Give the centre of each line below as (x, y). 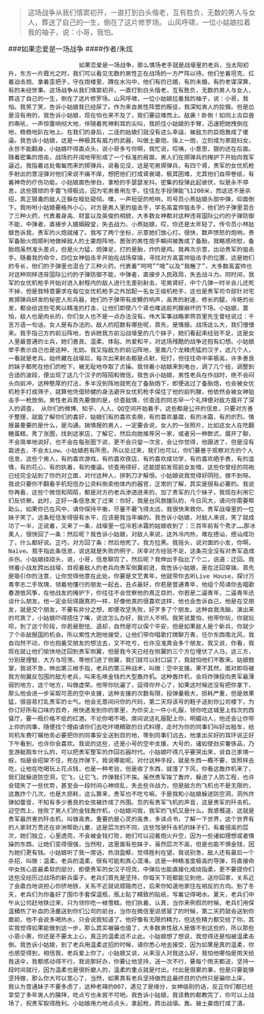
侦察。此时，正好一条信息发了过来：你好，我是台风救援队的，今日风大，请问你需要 (134, 501)
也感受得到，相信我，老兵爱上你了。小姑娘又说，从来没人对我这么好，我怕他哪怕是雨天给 (131, 953)
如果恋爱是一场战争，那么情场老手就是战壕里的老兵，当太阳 (161, 65)
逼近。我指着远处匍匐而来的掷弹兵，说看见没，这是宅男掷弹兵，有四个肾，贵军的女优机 (128, 166)
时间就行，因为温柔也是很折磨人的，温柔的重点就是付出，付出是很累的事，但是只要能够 (134, 970)
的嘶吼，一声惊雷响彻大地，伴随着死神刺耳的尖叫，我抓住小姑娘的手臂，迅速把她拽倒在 (128, 124)
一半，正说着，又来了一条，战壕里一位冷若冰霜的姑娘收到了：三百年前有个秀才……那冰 (138, 526)
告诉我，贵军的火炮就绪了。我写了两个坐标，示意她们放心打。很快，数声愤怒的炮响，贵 (134, 233)
